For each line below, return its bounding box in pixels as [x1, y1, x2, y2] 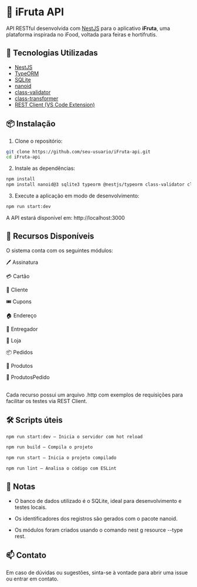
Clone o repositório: [14, 137, 63, 145]
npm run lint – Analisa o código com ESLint [6, 465, 117, 472]
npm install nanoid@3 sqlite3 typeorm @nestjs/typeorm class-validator [6, 182, 185, 187]
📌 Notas [6, 482, 36, 492]
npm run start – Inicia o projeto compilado [6, 455, 117, 461]
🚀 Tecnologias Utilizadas [6, 48, 98, 58]
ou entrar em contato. [6, 575, 59, 582]
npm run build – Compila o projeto [6, 444, 93, 450]
